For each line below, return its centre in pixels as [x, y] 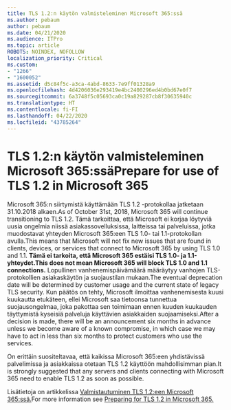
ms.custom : [23, 65]
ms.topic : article [33, 45]
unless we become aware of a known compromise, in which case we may [111, 329]
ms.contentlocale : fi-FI [43, 109]
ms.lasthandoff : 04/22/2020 [47, 116]
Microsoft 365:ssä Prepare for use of [113, 171]
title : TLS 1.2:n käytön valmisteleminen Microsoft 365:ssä [95, 13]
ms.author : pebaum [33, 20]
